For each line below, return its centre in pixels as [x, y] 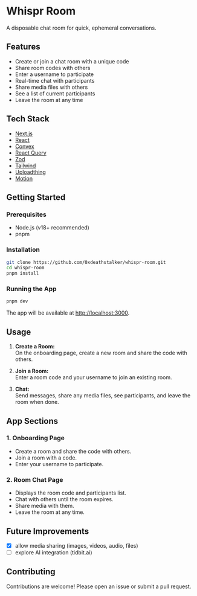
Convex [24, 146]
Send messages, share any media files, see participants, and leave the [103, 396]
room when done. [37, 402]
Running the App [31, 289]
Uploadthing [31, 172]
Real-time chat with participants [55, 80]
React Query [31, 153]
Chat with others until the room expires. [64, 499]
